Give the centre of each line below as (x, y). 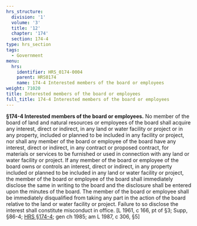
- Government (27, 55)
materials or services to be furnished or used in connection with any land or (98, 153)
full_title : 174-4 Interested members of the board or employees (88, 99)
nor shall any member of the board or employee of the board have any (91, 141)
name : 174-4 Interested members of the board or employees (91, 83)
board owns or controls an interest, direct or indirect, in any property (89, 166)
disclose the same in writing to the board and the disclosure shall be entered (99, 185)
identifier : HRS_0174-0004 (50, 72)
